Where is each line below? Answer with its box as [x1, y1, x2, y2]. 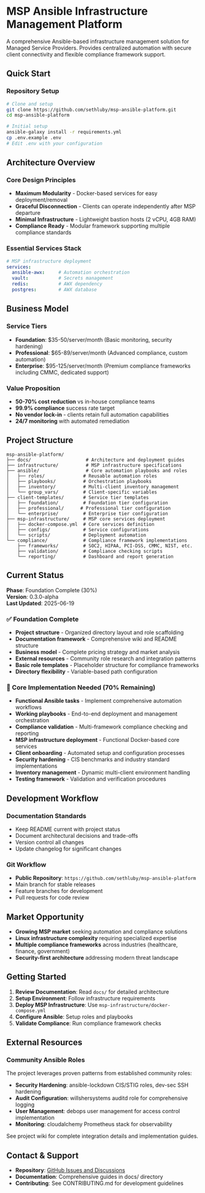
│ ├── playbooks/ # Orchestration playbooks [6, 478, 152, 484]
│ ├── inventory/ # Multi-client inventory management [6, 484, 179, 490]
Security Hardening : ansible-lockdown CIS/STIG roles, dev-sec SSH [15, 1081, 188, 1089]
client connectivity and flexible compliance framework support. [6, 50, 166, 58]
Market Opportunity [6, 911, 84, 922]
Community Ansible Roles [6, 1056, 86, 1064]
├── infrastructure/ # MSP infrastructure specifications [6, 462, 182, 468]
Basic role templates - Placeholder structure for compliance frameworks [15, 661, 199, 668]
